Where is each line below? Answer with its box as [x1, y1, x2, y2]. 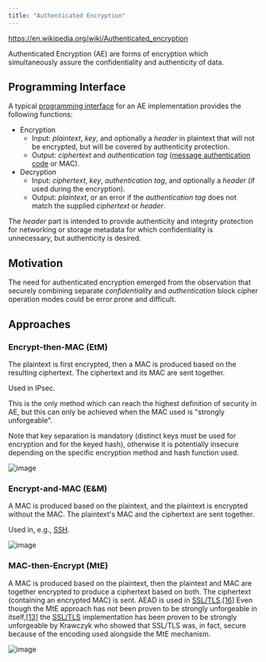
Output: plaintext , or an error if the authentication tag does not [31, 192, 237, 203]
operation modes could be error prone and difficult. [8, 295, 176, 304]
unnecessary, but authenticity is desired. [8, 234, 141, 243]
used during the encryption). [31, 184, 125, 194]
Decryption [19, 168, 57, 177]
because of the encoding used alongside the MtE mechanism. [8, 629, 211, 638]
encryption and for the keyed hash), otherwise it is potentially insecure [8, 439, 240, 449]
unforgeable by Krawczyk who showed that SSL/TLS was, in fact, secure [8, 621, 246, 630]
